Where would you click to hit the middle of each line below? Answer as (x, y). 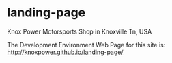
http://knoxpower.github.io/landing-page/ (66, 52)
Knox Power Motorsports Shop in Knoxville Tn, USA (80, 32)
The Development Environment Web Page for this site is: (86, 45)
